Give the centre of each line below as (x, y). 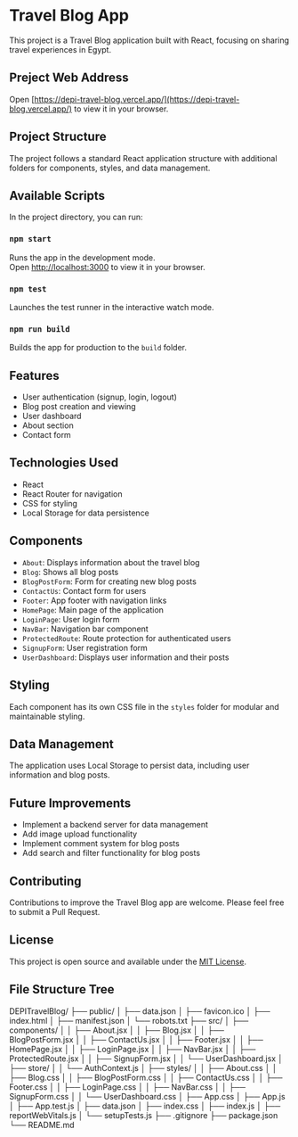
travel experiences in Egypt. (60, 49)
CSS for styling (50, 503)
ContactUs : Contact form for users (84, 590)
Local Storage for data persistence (85, 513)
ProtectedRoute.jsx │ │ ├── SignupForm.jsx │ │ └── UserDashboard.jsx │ (146, 1059)
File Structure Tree (62, 989)
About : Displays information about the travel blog (111, 562)
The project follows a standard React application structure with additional (143, 158)
